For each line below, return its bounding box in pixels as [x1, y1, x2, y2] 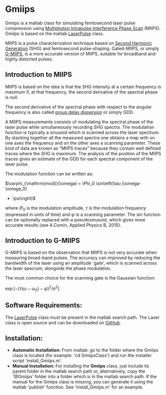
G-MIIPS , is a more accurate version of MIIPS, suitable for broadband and [5, 51, 156, 57]
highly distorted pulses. [5, 56, 53, 62]
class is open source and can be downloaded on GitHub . [5, 319, 121, 325]
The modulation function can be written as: [5, 171, 93, 177]
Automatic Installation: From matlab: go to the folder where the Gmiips [12, 347, 159, 353]
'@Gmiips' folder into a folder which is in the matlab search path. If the [12, 374, 157, 380]
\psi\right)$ [12, 195, 36, 201]
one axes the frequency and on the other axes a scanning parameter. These [5, 140, 161, 146]
